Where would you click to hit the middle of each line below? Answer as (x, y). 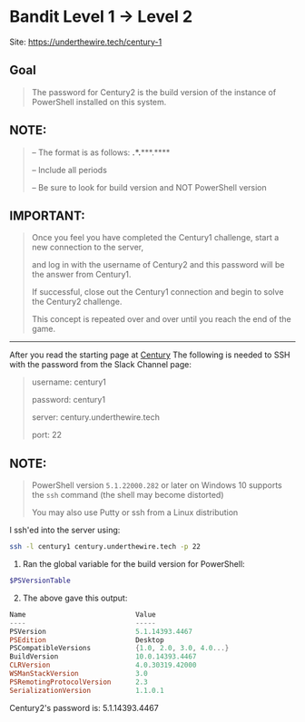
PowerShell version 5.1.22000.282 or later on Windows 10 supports (157, 485)
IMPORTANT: (48, 215)
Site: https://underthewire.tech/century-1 (86, 42)
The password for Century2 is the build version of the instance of (154, 92)
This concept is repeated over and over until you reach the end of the (162, 319)
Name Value (83, 614)
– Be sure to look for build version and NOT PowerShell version (149, 187)
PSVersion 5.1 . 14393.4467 (101, 631)
